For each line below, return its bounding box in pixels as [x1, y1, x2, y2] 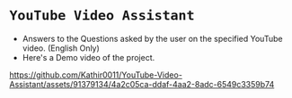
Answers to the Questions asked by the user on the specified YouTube [22, 33, 283, 44]
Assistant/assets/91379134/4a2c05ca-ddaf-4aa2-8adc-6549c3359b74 [9, 78, 275, 89]
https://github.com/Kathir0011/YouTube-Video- [9, 69, 182, 80]
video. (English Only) [22, 43, 101, 53]
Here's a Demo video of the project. [22, 52, 155, 62]
